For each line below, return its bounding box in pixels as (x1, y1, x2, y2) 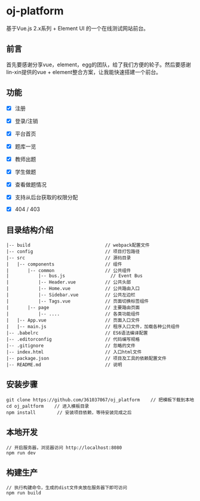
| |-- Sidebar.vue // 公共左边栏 (6, 292, 136, 298)
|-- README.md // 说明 (6, 362, 122, 368)
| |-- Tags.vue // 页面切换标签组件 (6, 298, 149, 304)
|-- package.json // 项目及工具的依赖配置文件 (6, 355, 167, 361)
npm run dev (6, 450, 36, 456)
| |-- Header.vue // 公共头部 (6, 279, 131, 285)
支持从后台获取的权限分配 (14, 194, 78, 201)
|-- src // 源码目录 (6, 255, 131, 261)
